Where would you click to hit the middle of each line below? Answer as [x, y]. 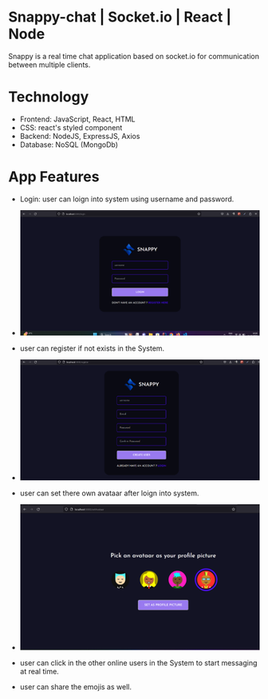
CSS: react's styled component [71, 127]
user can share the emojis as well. [75, 687]
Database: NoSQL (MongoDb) [69, 145]
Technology [49, 97]
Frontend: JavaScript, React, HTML [77, 119]
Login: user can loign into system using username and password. [127, 199]
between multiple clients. [49, 65]
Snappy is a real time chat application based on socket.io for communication [134, 56]
